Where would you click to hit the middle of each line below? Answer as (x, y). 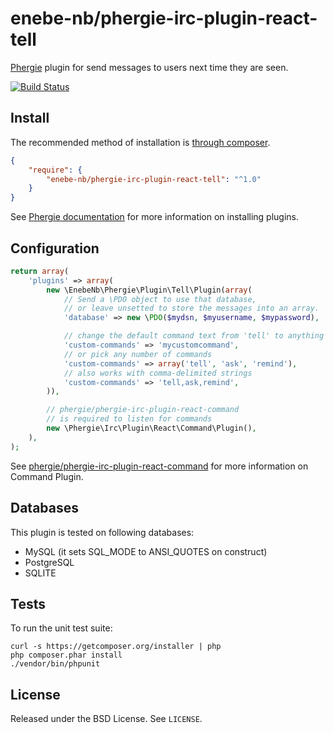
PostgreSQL (49, 562)
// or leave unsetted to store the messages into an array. (191, 308)
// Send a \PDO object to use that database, (160, 299)
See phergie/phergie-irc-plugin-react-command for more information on (159, 466)
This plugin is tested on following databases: (102, 532)
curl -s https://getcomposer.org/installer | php (116, 647)
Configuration (55, 248)
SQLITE (40, 573)
